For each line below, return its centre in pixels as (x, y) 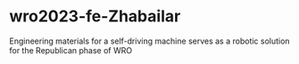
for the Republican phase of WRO (71, 50)
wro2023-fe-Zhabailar (95, 16)
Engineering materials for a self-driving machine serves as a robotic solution (149, 41)
